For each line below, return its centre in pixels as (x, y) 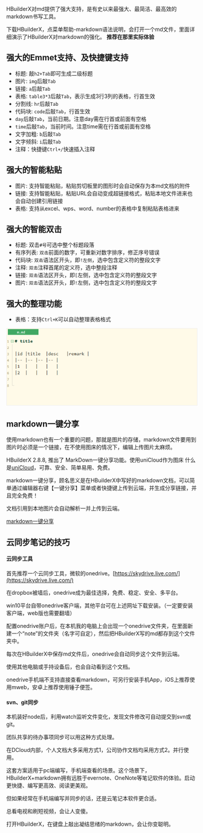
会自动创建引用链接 (39, 201)
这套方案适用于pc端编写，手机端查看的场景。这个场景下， (78, 771)
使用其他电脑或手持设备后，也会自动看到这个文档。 (70, 667)
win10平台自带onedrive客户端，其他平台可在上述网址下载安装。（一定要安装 (100, 606)
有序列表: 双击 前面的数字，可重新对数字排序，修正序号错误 (87, 252)
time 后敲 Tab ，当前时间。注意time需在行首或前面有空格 (83, 126)
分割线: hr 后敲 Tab (37, 103)
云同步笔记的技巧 (38, 542)
